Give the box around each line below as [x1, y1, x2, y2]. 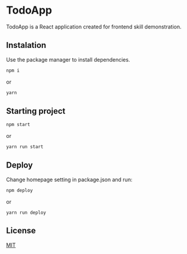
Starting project [6, 106, 66, 116]
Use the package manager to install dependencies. [6, 56, 130, 63]
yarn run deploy [6, 210, 46, 216]
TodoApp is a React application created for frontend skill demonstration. [6, 23, 182, 30]
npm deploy [6, 187, 33, 193]
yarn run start [6, 144, 44, 150]
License [6, 226, 36, 236]
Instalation [6, 40, 46, 50]
